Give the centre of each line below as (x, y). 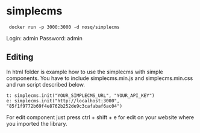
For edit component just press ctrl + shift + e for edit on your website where (100, 117)
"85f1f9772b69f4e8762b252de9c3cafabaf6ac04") (64, 106)
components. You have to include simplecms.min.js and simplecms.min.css (100, 78)
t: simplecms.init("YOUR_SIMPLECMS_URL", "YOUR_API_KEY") (80, 95)
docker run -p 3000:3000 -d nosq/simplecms (64, 27)
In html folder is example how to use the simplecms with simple (85, 72)
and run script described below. (46, 84)
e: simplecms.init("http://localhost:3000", (63, 101)
